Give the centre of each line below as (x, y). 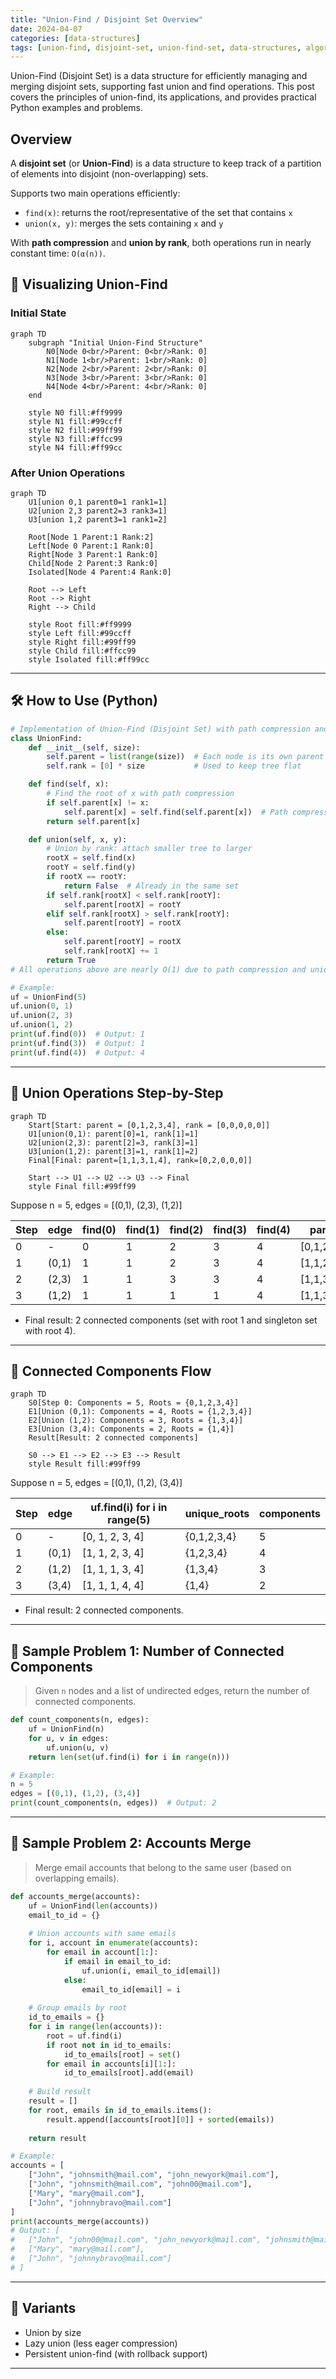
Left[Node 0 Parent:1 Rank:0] (91, 546)
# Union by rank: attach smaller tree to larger (149, 849)
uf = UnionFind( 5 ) (48, 997)
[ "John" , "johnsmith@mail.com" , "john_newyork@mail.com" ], (154, 2175)
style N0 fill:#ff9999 (75, 412)
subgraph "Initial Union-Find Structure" (115, 342)
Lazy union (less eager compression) (101, 2343)
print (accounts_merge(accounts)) (80, 2221)
